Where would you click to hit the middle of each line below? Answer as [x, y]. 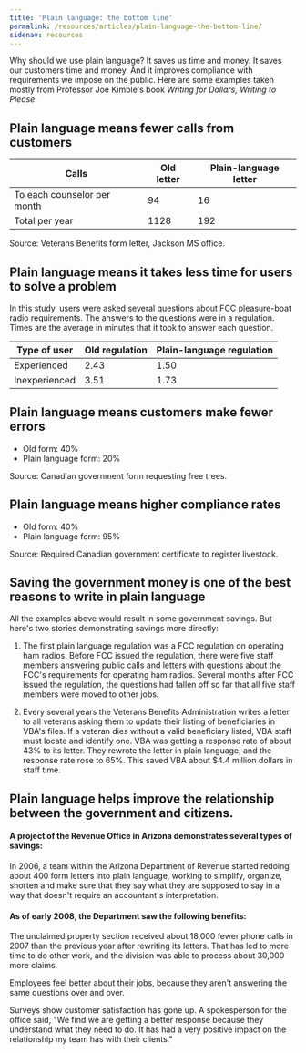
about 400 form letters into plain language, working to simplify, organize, [146, 876]
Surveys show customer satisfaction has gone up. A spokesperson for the [148, 1010]
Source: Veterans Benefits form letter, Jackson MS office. [117, 243]
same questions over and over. [67, 993]
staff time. [41, 770]
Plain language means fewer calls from [122, 128]
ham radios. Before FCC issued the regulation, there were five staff [148, 656]
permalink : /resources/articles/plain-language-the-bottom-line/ [136, 26]
